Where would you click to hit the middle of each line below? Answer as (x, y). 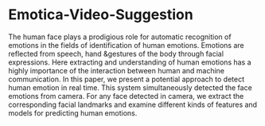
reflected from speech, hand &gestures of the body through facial (116, 53)
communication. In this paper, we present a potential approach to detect (127, 79)
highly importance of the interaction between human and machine (117, 70)
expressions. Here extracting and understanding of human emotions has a (130, 62)
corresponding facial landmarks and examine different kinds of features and (132, 104)
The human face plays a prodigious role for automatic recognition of (120, 37)
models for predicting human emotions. (73, 112)
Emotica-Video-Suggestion (101, 15)
